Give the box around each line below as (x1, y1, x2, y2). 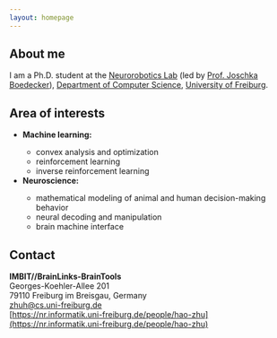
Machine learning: (22, 129, 92, 140)
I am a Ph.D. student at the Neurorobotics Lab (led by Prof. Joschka (9, 70, 258, 81)
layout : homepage (9, 13, 74, 22)
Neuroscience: (22, 176, 79, 186)
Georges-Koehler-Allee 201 (9, 281, 110, 291)
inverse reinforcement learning (35, 166, 150, 177)
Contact (9, 247, 56, 263)
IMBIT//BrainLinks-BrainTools (9, 271, 122, 282)
